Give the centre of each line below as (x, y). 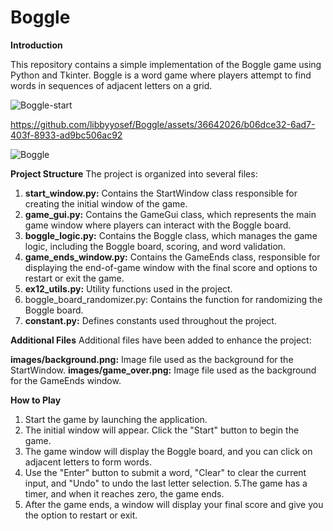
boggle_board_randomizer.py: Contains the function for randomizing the (173, 299)
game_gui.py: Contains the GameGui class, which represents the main (170, 214)
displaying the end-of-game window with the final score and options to (171, 267)
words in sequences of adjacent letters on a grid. (111, 85)
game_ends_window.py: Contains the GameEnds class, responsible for (172, 257)
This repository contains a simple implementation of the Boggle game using (166, 64)
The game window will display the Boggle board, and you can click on (168, 451)
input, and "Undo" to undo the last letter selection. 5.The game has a (166, 483)
